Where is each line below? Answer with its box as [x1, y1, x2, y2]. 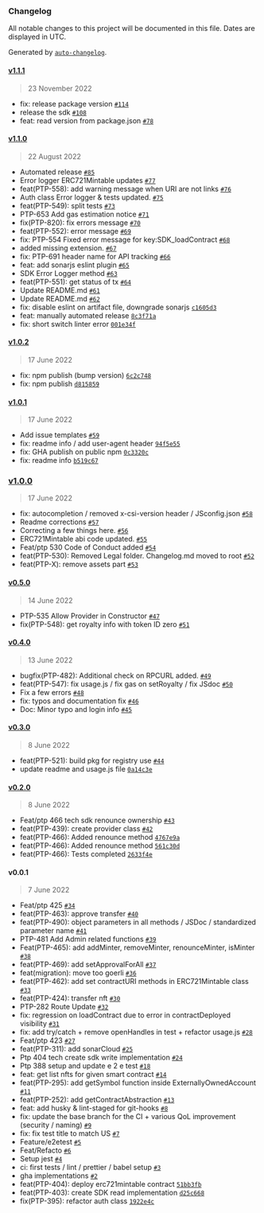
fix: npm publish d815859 [19, 379, 99, 388]
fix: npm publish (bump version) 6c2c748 [19, 370, 152, 379]
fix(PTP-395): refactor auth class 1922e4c [19, 1196, 155, 1206]
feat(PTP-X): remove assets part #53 [19, 559, 139, 570]
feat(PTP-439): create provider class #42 [19, 824, 153, 834]
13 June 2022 [27, 655, 73, 665]
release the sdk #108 [19, 107, 87, 117]
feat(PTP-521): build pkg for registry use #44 [19, 756, 165, 765]
